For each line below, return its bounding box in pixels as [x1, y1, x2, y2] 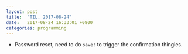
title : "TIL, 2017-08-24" [6, 14, 72, 20]
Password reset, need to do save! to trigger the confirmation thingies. [14, 41, 183, 48]
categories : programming [6, 25, 67, 31]
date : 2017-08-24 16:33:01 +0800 [6, 19, 93, 25]
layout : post [6, 8, 38, 15]
